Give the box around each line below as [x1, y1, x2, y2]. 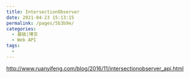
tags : [6, 43, 20, 49]
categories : [6, 25, 36, 32]
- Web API [11, 37, 36, 43]
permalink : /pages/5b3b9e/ [6, 20, 74, 26]
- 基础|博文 [11, 31, 38, 37]
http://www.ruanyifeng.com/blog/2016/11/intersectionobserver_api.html [6, 65, 184, 72]
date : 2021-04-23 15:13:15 [6, 15, 74, 21]
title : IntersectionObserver [6, 8, 80, 15]
